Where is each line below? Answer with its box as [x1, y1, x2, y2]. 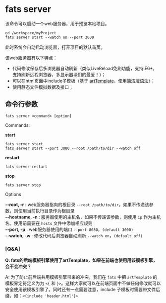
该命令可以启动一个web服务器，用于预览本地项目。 [5, 20, 110, 26]
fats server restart [5, 164, 48, 169]
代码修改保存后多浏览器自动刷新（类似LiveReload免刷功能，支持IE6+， [12, 65, 158, 71]
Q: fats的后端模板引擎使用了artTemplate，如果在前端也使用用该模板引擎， [5, 257, 158, 263]
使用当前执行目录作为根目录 [18, 207, 75, 213]
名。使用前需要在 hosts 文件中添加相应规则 [5, 220, 93, 226]
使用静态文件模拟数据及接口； [12, 84, 73, 90]
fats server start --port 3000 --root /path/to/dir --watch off [5, 146, 141, 151]
